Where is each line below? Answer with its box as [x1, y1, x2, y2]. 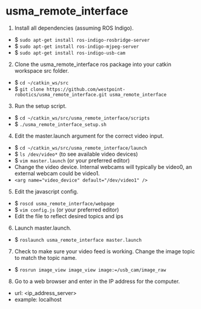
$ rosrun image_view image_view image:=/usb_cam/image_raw [14, 265, 166, 273]
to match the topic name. [14, 254, 77, 261]
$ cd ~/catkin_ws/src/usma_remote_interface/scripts [14, 114, 150, 121]
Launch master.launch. [14, 224, 71, 231]
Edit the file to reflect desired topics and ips [14, 212, 124, 219]
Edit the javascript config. [14, 188, 79, 195]
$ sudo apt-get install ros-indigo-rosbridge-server [14, 36, 150, 43]
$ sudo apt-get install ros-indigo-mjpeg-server [14, 42, 139, 50]
